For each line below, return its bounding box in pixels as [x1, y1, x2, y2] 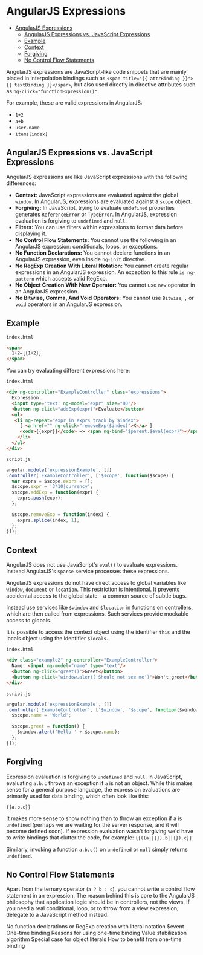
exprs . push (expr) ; [17, 495, 63, 501]
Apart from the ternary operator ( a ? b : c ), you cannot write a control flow [6, 885, 195, 893]
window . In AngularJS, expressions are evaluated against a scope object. [14, 198, 192, 205]
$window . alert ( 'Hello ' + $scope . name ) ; [17, 729, 120, 735]
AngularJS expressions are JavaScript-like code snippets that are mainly [6, 68, 187, 75]
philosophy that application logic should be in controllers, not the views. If [6, 898, 190, 905]
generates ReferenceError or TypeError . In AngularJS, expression [14, 210, 177, 218]
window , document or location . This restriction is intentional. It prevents [6, 585, 180, 593]
